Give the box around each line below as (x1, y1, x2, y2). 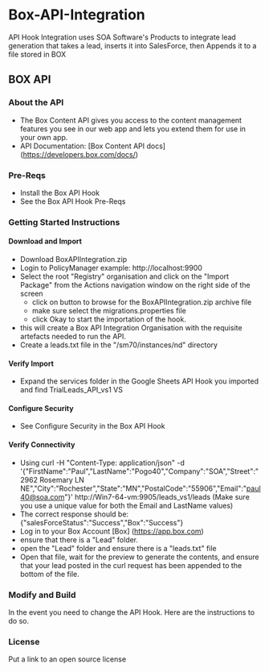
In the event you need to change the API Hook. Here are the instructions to (8, 607, 255, 617)
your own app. (19, 132, 68, 142)
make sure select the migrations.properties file (31, 306, 186, 316)
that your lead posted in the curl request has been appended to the (19, 560, 243, 570)
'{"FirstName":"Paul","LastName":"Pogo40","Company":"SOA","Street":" (19, 466, 259, 476)
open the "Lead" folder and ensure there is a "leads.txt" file (19, 543, 217, 553)
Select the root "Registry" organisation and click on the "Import (19, 272, 230, 281)
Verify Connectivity (8, 440, 75, 450)
